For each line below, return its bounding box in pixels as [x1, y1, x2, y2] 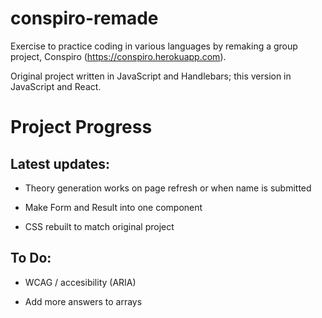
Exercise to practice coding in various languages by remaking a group [10, 40, 298, 52]
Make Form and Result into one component [24, 201, 203, 213]
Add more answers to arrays [24, 295, 143, 307]
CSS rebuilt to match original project [24, 220, 175, 232]
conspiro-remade [10, 7, 159, 30]
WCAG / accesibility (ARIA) [24, 276, 137, 288]
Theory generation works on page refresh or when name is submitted [24, 182, 312, 194]
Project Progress [10, 116, 153, 139]
